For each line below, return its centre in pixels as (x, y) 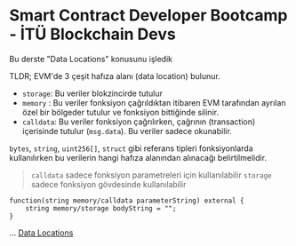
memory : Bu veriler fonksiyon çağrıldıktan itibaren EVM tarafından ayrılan (154, 102)
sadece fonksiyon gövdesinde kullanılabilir (108, 184)
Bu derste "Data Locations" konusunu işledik (91, 59)
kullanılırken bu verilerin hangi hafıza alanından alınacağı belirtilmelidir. (138, 157)
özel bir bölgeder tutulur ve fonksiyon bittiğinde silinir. (120, 112)
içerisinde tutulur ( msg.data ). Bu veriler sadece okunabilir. (127, 131)
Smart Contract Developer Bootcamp (148, 16)
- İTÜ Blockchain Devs (92, 34)
